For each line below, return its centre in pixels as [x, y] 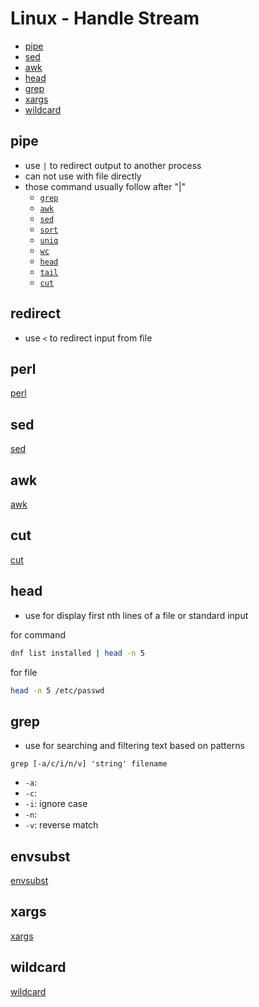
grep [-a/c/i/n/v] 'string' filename [89, 764]
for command [38, 634]
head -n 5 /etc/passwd [57, 690]
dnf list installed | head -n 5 [77, 653]
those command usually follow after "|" [105, 186]
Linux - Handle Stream [105, 18]
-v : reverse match [61, 825]
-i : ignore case [56, 804]
